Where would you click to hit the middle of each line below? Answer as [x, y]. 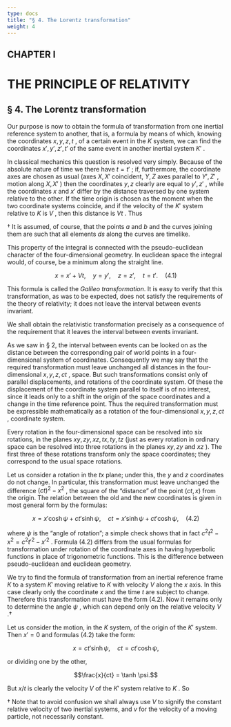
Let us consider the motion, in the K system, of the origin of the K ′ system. [112, 627]
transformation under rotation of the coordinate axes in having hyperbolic [111, 549]
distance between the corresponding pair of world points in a [94, 352]
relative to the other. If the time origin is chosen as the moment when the [110, 199]
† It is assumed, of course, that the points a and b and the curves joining [110, 226]
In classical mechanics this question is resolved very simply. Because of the [115, 162]
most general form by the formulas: [57, 505]
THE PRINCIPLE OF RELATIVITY [99, 84]
